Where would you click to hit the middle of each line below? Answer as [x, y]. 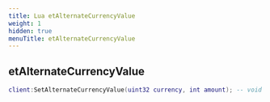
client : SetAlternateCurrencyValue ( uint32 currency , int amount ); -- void [135, 90]
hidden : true [30, 31]
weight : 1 [25, 23]
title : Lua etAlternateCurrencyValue [72, 16]
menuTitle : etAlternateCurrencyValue [72, 38]
